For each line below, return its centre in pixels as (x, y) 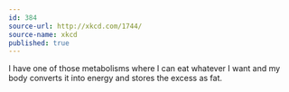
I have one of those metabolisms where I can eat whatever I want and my (144, 69)
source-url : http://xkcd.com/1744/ (75, 26)
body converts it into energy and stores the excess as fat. (116, 78)
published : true (39, 43)
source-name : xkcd (43, 34)
